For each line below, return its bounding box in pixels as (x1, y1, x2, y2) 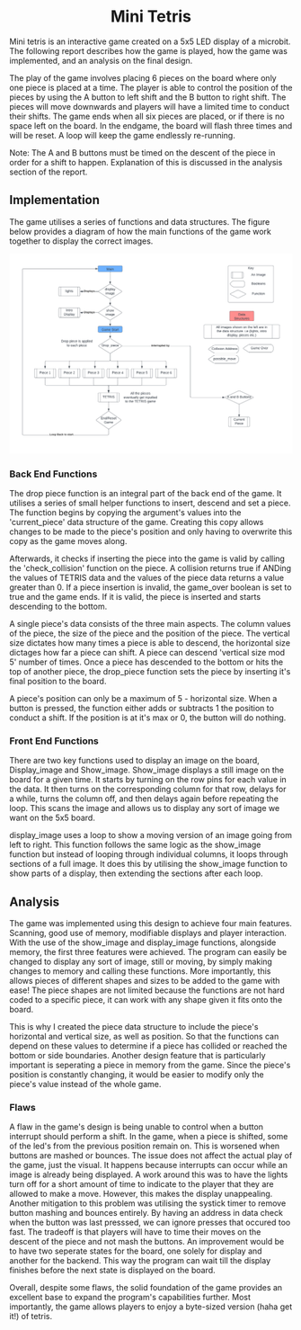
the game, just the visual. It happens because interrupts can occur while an (9, 1160, 288, 1171)
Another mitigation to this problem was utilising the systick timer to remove (9, 1198, 287, 1209)
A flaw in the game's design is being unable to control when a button (9, 1121, 263, 1132)
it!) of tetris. (9, 1311, 52, 1322)
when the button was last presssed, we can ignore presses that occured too (9, 1217, 291, 1228)
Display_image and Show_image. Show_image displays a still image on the (9, 764, 285, 775)
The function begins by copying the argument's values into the (9, 506, 242, 518)
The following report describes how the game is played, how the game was (9, 45, 288, 56)
